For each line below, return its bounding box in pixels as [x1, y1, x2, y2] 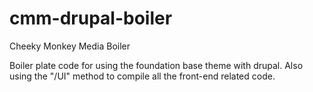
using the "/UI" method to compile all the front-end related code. [9, 70, 276, 82]
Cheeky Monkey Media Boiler [9, 40, 131, 52]
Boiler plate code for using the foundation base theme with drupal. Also [9, 59, 304, 71]
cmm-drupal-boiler [9, 7, 173, 30]
